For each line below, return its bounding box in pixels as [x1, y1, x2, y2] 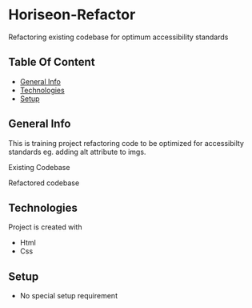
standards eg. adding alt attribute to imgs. [8, 147, 146, 156]
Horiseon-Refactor [8, 6, 136, 24]
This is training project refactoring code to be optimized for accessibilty [8, 138, 244, 148]
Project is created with [8, 222, 82, 232]
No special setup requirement [19, 291, 118, 301]
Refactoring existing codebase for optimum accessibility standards [8, 32, 229, 42]
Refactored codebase [8, 178, 80, 188]
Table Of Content [8, 55, 95, 69]
